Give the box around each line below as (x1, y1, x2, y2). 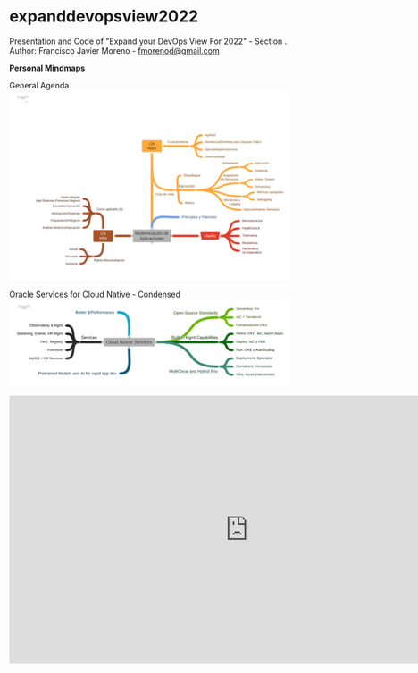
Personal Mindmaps (9, 63, 86, 73)
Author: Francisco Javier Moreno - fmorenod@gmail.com (9, 45, 221, 55)
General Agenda (9, 80, 70, 90)
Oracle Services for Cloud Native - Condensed (9, 289, 181, 299)
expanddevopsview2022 (9, 6, 199, 27)
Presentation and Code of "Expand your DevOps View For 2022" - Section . (9, 36, 288, 46)
